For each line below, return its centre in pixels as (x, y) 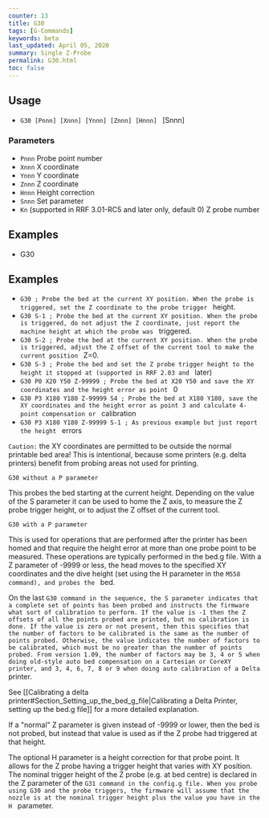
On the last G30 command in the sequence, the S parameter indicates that (133, 598)
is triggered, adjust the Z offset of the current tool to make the (137, 348)
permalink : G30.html (43, 61)
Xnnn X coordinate (49, 166)
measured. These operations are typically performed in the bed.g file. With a (135, 557)
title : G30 (26, 23)
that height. (27, 742)
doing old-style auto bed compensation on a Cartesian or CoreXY (120, 662)
